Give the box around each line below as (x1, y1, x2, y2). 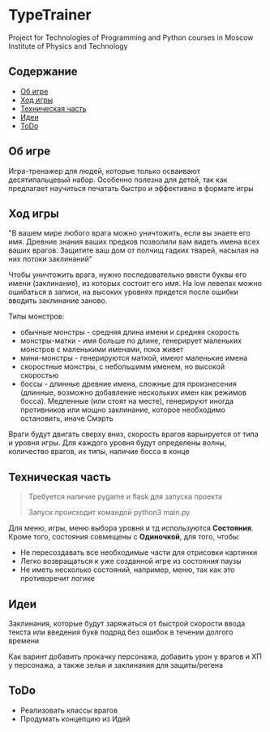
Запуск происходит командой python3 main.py (28, 508, 191, 518)
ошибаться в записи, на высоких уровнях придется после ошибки (8, 287, 239, 297)
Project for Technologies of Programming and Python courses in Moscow (8, 32, 254, 42)
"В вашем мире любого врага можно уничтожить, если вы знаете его (8, 228, 251, 238)
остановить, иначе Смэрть (19, 414, 114, 423)
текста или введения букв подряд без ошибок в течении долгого (8, 627, 234, 637)
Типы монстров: (8, 311, 65, 322)
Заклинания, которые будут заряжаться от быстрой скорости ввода (8, 619, 246, 628)
